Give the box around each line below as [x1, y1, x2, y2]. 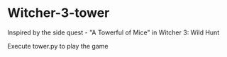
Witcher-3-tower [7, 5, 110, 21]
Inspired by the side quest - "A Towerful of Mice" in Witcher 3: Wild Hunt [7, 28, 220, 37]
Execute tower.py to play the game [7, 42, 109, 50]
